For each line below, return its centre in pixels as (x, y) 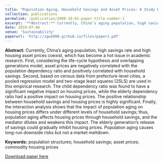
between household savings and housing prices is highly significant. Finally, (81, 102)
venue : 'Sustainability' (30, 32)
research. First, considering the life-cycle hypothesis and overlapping (74, 60)
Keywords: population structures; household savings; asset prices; (72, 142)
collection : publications (31, 14)
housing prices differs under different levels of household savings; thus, (77, 112)
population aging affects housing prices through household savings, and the (81, 117)
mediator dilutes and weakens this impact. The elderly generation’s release (80, 122)
